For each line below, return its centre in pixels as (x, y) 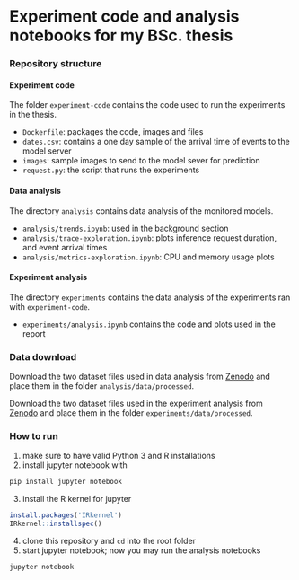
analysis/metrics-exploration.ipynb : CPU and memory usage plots (149, 257)
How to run (34, 435)
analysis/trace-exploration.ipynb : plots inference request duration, (149, 237)
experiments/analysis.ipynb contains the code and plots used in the (149, 324)
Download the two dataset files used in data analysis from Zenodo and (140, 377)
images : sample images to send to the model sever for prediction (141, 161)
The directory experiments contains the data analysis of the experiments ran (150, 297)
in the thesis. (33, 115)
